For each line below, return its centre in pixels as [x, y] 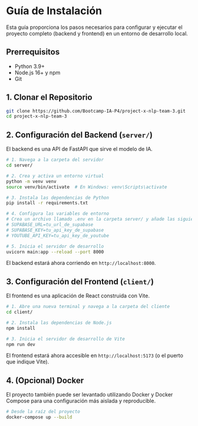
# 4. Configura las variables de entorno [58, 214]
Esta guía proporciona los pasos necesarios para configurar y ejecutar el [94, 27]
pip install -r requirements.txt [47, 203]
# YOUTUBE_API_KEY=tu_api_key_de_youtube [58, 235]
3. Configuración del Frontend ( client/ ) [80, 281]
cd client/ [19, 312]
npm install [21, 328]
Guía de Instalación [54, 11]
